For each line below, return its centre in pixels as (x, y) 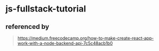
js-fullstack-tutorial (46, 9)
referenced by (27, 27)
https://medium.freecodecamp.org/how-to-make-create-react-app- (86, 38)
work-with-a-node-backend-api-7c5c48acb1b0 (65, 43)
